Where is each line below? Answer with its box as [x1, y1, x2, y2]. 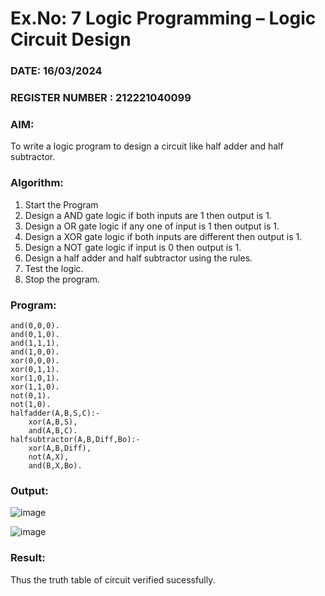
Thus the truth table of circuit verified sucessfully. [10, 573, 216, 586]
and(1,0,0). [10, 347, 60, 357]
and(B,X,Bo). [28, 460, 83, 471]
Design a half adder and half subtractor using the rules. [24, 252, 253, 264]
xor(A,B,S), [28, 417, 78, 427]
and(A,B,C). [28, 425, 78, 436]
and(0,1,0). [10, 329, 60, 339]
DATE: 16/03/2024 [10, 64, 103, 78]
